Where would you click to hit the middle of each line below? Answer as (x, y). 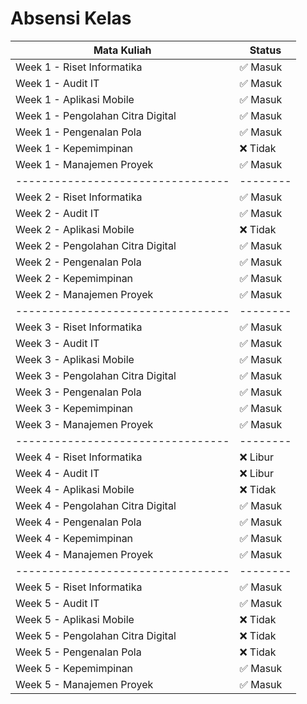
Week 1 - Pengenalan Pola (78, 132)
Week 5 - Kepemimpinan (74, 668)
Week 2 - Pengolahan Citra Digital (96, 245)
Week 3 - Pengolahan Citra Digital (96, 375)
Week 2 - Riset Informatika (79, 197)
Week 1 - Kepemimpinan (74, 148)
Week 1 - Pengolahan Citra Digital (96, 115)
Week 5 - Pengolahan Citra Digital (96, 635)
